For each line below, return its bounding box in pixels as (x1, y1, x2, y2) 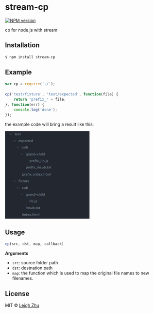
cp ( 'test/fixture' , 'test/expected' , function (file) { (5, 92, 119, 97)
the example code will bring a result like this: (5, 121, 94, 127)
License (5, 289, 30, 298)
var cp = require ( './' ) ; (5, 82, 55, 87)
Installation (5, 41, 40, 50)
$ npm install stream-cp (5, 55, 55, 59)
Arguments (5, 250, 29, 257)
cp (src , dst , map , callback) (5, 241, 64, 247)
